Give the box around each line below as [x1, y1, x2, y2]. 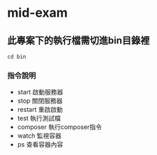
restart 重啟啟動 [17, 105, 63, 114]
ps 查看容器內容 [17, 140, 63, 149]
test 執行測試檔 [17, 114, 61, 123]
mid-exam [7, 5, 68, 21]
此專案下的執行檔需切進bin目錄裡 [7, 34, 150, 46]
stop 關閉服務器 [17, 96, 63, 105]
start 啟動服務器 [17, 88, 63, 96]
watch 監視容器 [17, 131, 61, 140]
